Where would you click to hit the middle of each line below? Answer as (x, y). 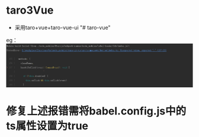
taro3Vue (30, 10)
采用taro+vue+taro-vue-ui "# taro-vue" (62, 27)
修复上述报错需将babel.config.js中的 (96, 111)
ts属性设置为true (47, 126)
